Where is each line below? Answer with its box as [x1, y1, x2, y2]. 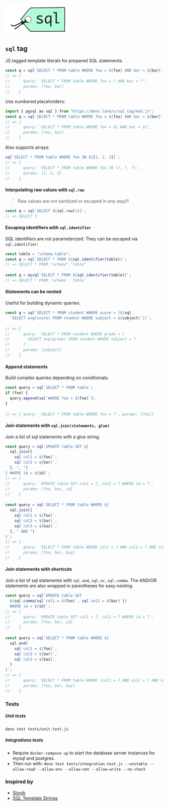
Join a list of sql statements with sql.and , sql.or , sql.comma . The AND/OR [5, 577, 157, 584]
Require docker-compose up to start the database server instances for [12, 750, 155, 756]
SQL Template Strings [12, 795, 58, 801]
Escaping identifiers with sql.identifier [5, 225, 92, 231]
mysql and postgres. [12, 755, 55, 761]
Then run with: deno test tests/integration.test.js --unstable [12, 760, 148, 766]
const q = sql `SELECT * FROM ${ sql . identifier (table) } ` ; [5, 256, 127, 262]
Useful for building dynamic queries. [5, 300, 81, 306]
